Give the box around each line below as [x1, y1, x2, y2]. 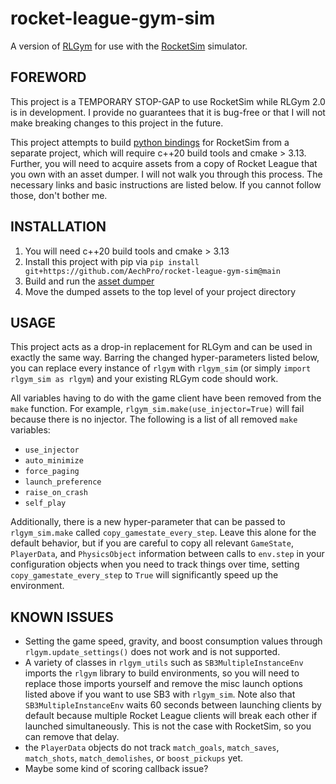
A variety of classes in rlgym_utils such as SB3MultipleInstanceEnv [24, 657, 304, 669]
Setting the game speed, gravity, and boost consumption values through [24, 635, 323, 647]
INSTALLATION [10, 218, 107, 236]
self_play [24, 498, 67, 509]
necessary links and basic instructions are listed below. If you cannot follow [10, 178, 322, 191]
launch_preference [24, 477, 102, 487]
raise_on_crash [24, 488, 89, 498]
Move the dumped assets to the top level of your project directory [24, 285, 297, 297]
